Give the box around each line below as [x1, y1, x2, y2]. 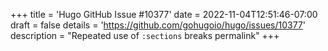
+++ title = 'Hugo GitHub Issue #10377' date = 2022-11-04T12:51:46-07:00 [10, 9, 318, 20]
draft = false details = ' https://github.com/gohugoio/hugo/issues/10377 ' [10, 19, 307, 31]
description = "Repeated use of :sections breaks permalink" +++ [10, 30, 280, 41]
